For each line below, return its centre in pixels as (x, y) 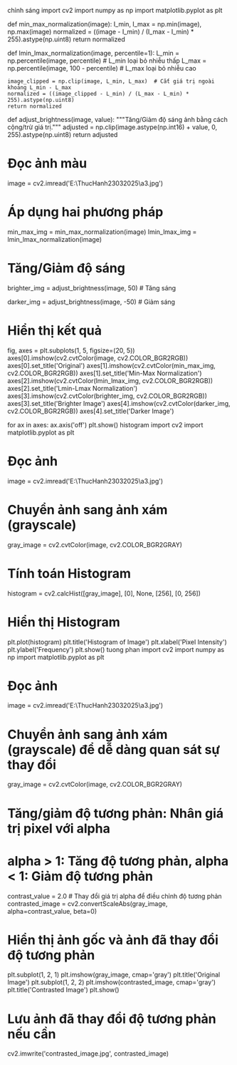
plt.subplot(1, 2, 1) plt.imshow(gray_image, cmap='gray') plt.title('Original (114, 975)
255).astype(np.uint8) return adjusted (63, 134)
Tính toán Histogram (69, 573)
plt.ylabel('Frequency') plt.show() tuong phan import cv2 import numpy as (116, 649)
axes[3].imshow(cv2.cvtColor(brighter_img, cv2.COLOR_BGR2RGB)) (107, 396)
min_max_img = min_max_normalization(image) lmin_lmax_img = (102, 232)
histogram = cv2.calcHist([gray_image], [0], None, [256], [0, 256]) (104, 593)
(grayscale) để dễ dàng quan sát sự (114, 749)
